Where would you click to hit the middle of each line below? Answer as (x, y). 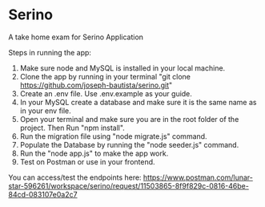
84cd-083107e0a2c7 (43, 194)
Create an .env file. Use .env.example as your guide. (106, 93)
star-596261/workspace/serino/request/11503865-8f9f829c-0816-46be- (129, 185)
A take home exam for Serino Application (76, 37)
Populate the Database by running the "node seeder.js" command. (129, 144)
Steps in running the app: (50, 52)
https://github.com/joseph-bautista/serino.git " (96, 85)
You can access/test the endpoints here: (75, 177)
